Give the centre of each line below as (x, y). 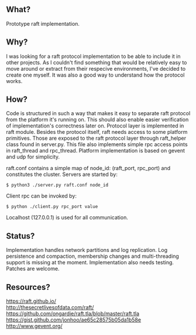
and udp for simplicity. (33, 157)
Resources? (28, 287)
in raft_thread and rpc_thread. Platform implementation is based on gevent (96, 151)
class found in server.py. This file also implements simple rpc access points (97, 144)
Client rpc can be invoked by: (42, 196)
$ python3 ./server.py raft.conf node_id (57, 185)
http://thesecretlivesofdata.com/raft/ (50, 308)
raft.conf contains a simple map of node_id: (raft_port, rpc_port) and (88, 168)
